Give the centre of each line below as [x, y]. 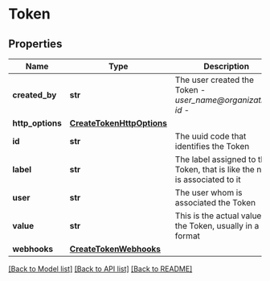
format [188, 236]
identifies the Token [212, 146]
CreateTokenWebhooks [115, 249]
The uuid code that [211, 136]
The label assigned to [215, 159]
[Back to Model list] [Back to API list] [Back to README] [100, 269]
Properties [35, 44]
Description [227, 66]
